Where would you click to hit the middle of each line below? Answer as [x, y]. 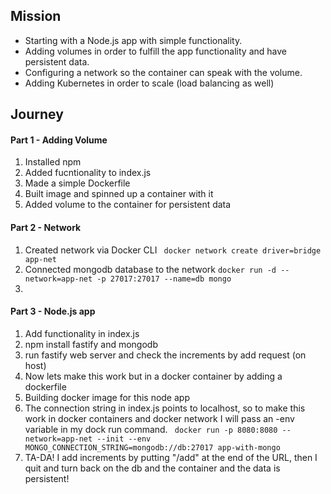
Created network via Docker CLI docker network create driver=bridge [173, 250]
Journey [37, 114]
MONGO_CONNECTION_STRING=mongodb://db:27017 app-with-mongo [152, 447]
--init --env [124, 439]
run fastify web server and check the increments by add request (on [165, 355]
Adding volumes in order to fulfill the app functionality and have [155, 51]
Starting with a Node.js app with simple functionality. [133, 40]
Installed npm [53, 162]
